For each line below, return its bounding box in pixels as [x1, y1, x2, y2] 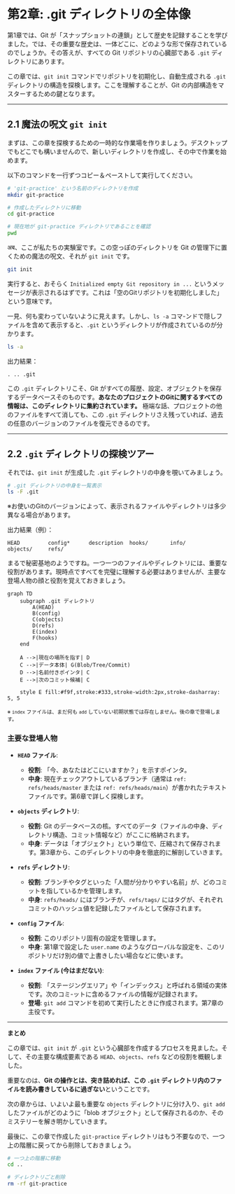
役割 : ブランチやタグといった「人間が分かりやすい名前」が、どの [27, 877, 215, 886]
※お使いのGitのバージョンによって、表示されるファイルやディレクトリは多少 [7, 502, 227, 511]
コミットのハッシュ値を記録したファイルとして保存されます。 [27, 904, 205, 912]
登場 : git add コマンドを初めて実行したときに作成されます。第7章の [27, 999, 224, 1007]
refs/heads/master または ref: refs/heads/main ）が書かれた [27, 783, 203, 791]
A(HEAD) [32, 604, 55, 611]
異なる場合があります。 [7, 511, 75, 519]
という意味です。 [7, 297, 56, 305]
